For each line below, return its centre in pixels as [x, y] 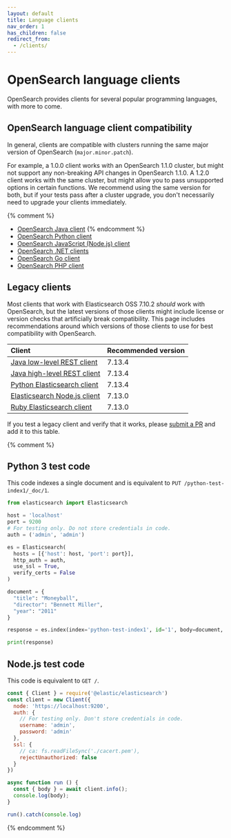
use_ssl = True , [37, 566]
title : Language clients [43, 20]
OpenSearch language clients [94, 80]
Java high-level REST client [56, 373]
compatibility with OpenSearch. [52, 333]
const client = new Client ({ [49, 699]
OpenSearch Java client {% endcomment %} [81, 229]
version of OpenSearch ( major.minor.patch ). [70, 152]
